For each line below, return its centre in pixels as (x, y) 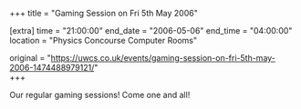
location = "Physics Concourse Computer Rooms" (104, 40)
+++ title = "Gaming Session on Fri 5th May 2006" (104, 13)
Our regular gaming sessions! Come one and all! (100, 95)
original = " (31, 58)
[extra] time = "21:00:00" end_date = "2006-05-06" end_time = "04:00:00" (151, 30)
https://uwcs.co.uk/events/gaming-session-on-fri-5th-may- (163, 58)
